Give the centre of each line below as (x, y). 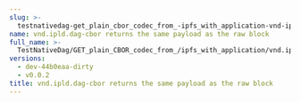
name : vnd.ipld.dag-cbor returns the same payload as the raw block (139, 34)
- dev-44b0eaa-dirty (55, 67)
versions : (28, 59)
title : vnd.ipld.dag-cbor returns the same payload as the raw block (142, 83)
